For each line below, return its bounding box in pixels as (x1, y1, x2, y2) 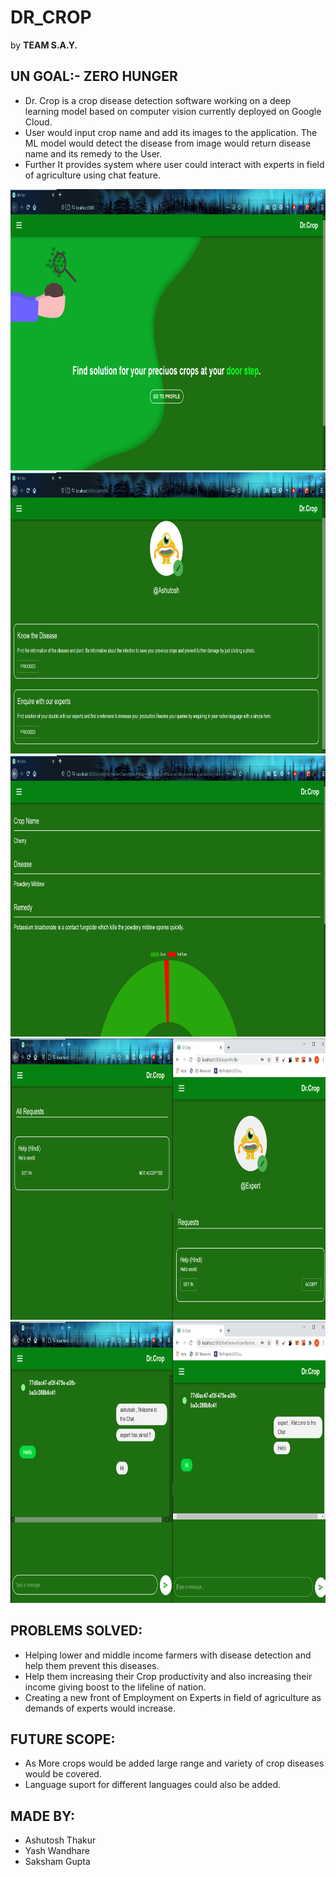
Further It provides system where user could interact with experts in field (24, 158, 325, 170)
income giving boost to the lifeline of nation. (24, 1681, 207, 1693)
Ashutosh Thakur (24, 1834, 97, 1846)
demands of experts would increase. (24, 1702, 177, 1714)
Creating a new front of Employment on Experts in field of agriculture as (24, 1691, 322, 1703)
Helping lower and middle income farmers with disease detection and (24, 1649, 312, 1661)
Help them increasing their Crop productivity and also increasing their (24, 1670, 313, 1682)
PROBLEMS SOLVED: (10, 1622, 143, 1640)
